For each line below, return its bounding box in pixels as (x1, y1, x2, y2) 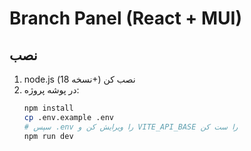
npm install (23, 103, 74, 113)
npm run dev (23, 131, 74, 141)
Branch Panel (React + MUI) (9, 7, 242, 30)
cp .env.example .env (23, 112, 114, 122)
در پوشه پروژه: (23, 84, 80, 96)
